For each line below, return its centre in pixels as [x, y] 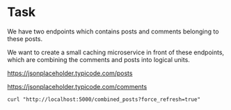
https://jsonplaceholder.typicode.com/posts [70, 73]
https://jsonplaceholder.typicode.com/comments [77, 86]
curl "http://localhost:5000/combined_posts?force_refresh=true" [104, 99]
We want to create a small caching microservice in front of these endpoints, [116, 52]
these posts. [25, 38]
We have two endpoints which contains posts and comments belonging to [113, 31]
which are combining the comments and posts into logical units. [98, 59]
